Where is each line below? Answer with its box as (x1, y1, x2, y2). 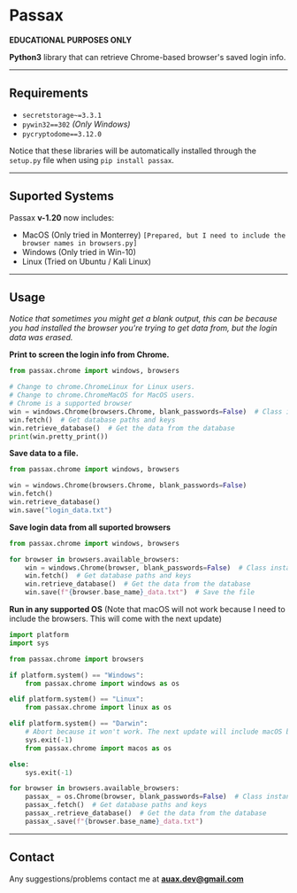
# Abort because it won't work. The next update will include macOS (25, 727, 283, 736)
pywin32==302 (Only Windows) (21, 119, 131, 129)
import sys (9, 639, 49, 648)
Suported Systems (9, 189, 115, 204)
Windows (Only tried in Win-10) (21, 246, 137, 257)
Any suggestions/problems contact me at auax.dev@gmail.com (9, 874, 245, 884)
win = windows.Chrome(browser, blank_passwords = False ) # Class (25, 563, 267, 572)
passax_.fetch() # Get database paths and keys (25, 801, 208, 810)
